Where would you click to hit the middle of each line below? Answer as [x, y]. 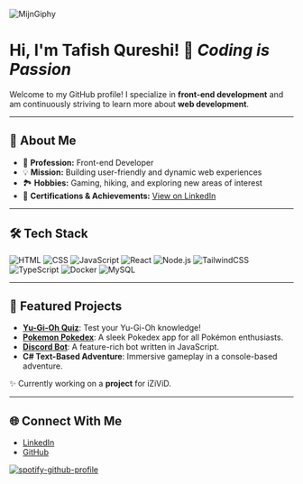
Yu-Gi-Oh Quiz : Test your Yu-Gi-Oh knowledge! [111, 328]
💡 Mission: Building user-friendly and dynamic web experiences [142, 172]
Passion [41, 70]
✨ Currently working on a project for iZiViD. [90, 384]
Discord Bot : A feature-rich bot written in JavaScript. [120, 347]
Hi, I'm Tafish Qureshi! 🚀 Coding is [140, 50]
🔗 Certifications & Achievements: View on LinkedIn [119, 196]
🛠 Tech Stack [49, 234]
